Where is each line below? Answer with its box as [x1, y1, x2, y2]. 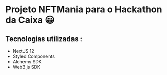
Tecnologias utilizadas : [5, 34, 83, 43]
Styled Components [12, 53, 55, 59]
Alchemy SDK [12, 59, 42, 64]
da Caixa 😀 [5, 14, 55, 26]
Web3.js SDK [12, 64, 41, 70]
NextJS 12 [12, 48, 34, 54]
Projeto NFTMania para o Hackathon [5, 4, 162, 15]
